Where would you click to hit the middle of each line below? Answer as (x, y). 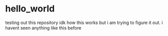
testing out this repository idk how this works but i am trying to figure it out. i (84, 22)
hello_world (30, 9)
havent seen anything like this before (43, 27)
